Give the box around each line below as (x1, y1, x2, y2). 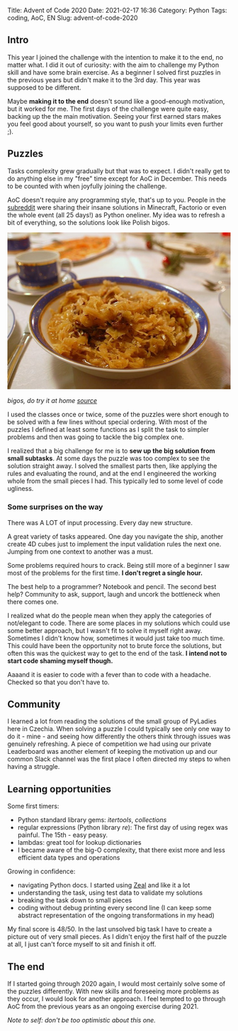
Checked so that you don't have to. (7, 678, 110, 686)
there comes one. (7, 597, 59, 606)
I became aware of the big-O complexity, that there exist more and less (17, 846, 225, 855)
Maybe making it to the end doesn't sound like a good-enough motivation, (7, 97, 225, 105)
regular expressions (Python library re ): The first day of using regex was (17, 824, 228, 832)
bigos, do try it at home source (7, 396, 98, 405)
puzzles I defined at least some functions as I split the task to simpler (7, 426, 209, 434)
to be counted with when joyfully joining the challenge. (7, 181, 167, 190)
